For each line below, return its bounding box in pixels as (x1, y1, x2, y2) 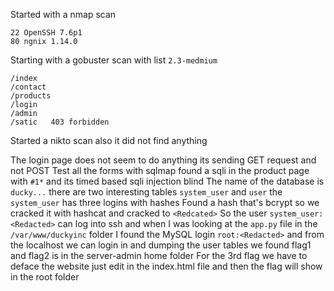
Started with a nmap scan (10, 9, 117, 20)
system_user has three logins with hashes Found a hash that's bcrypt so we (10, 197, 320, 208)
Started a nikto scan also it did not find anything (10, 135, 208, 146)
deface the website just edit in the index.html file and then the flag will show (10, 260, 323, 272)
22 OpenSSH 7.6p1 (10, 28, 83, 38)
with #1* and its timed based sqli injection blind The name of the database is (10, 175, 325, 187)
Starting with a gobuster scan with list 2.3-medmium (10, 54, 218, 66)
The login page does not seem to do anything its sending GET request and (10, 154, 317, 166)
